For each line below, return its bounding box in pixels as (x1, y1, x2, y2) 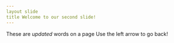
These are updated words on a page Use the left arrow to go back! (6, 30, 168, 37)
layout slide (6, 8, 38, 15)
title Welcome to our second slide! (6, 14, 96, 20)
